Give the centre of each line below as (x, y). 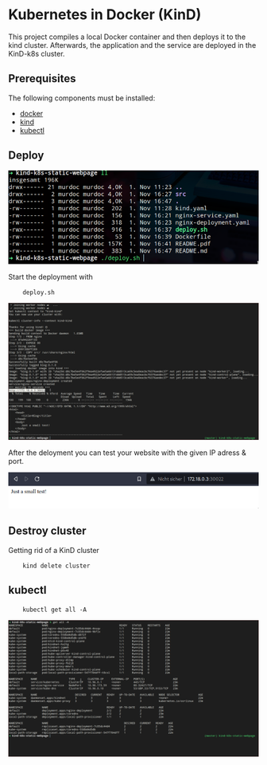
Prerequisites (42, 78)
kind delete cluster (56, 566)
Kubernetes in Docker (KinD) (105, 15)
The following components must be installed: (82, 98)
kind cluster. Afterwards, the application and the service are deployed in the (132, 45)
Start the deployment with (51, 277)
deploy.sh (39, 292)
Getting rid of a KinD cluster (54, 550)
